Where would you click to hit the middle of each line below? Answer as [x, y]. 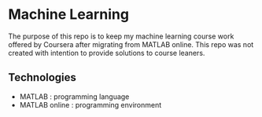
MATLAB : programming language [74, 97]
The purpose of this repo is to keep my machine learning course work [121, 36]
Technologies [42, 77]
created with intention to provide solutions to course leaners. [107, 53]
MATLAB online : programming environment [90, 104]
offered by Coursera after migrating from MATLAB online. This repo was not [131, 44]
